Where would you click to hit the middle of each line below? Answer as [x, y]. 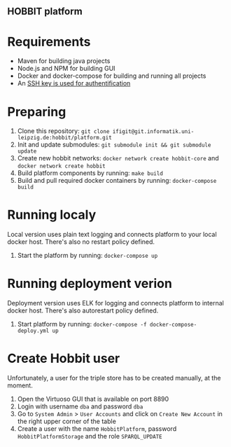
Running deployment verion [90, 284]
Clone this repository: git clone [63, 131]
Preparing [37, 112]
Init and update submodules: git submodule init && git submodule [114, 145]
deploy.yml [33, 331]
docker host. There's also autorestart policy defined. [83, 310]
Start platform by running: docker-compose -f [82, 324]
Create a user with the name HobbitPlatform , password [97, 429]
